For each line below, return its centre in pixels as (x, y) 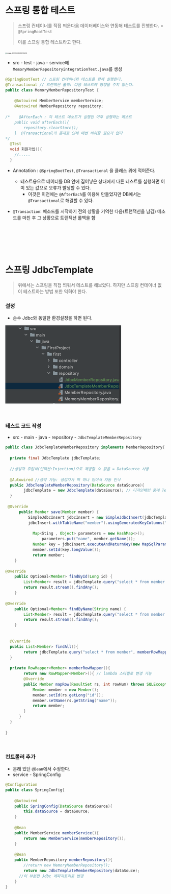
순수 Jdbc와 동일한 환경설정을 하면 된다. (52, 318)
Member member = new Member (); (66, 690)
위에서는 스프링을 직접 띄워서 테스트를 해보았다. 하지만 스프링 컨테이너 (87, 285)
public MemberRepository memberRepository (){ (64, 860)
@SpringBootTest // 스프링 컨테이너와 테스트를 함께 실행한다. (64, 79)
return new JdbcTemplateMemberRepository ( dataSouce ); (82, 871)
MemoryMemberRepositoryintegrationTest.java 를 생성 (67, 69)
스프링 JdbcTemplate (49, 270)
